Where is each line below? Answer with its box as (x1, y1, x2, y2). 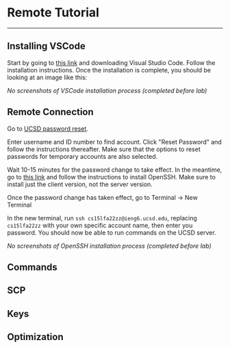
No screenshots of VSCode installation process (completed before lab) (7, 86, 207, 94)
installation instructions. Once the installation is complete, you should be (7, 66, 212, 74)
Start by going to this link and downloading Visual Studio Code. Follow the (7, 58, 216, 66)
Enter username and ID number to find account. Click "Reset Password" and (7, 138, 222, 146)
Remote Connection (7, 106, 94, 118)
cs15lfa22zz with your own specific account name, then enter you (7, 221, 193, 229)
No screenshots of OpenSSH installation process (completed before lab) (7, 242, 212, 250)
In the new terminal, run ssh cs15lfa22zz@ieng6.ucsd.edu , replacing (7, 214, 197, 222)
